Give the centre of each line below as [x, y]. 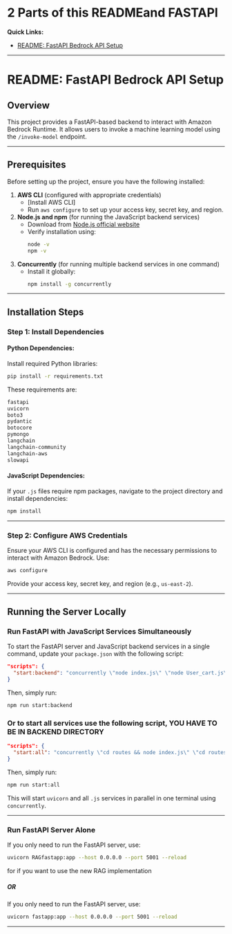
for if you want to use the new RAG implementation [79, 870]
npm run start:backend [40, 706]
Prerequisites [37, 165]
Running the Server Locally [67, 612]
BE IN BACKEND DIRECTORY [56, 731]
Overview [29, 105]
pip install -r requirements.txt [55, 376]
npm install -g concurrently [69, 284]
